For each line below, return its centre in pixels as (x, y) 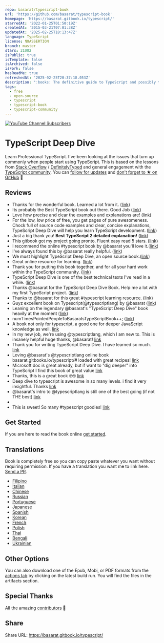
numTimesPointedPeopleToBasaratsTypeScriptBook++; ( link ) (73, 318)
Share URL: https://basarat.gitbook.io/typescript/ (54, 635)
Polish (18, 528)
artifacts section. (22, 581)
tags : (10, 87)
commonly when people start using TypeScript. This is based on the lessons (82, 162)
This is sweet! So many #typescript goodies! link (61, 407)
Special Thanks (29, 596)
